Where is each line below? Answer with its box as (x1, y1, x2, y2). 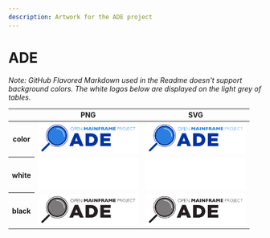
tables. (8, 92, 31, 102)
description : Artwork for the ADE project (8, 13, 153, 21)
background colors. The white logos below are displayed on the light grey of (8, 84, 262, 93)
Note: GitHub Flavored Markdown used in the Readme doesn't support (8, 75, 243, 84)
